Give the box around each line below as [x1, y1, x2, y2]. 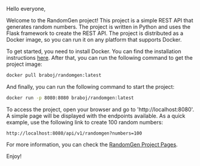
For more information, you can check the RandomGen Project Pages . [6, 141, 178, 148]
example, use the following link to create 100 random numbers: [6, 118, 164, 126]
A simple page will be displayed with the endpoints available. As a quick [6, 112, 186, 120]
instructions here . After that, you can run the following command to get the [6, 54, 193, 61]
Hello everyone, [6, 5, 46, 12]
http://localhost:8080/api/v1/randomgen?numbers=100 [6, 130, 142, 136]
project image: [6, 60, 42, 68]
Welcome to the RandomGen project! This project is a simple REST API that [6, 17, 193, 24]
